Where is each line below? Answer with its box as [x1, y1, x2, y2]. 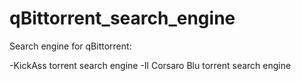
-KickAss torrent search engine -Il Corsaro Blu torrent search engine [9, 59, 292, 71]
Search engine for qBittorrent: [9, 40, 132, 52]
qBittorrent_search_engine [9, 7, 236, 30]
